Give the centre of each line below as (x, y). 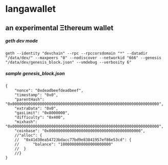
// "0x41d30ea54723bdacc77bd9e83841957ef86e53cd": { (73, 140)
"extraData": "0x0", (36, 108)
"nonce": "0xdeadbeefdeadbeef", (49, 90)
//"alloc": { (28, 135)
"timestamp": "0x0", (36, 95)
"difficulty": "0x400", (40, 117)
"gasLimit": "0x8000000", (42, 113)
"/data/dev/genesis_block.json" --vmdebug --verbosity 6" (68, 62)
